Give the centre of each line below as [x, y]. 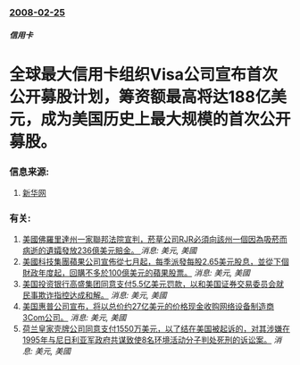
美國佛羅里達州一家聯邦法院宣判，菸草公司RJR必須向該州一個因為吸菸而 [154, 240]
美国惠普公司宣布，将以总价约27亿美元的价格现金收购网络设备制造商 [148, 307]
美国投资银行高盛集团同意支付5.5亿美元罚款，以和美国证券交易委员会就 [153, 284]
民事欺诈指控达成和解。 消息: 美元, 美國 [94, 295]
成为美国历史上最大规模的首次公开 [166, 119]
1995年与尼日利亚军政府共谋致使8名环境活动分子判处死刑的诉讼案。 [147, 340]
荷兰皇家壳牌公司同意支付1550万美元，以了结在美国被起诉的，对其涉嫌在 [156, 329]
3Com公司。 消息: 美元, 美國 [74, 318]
